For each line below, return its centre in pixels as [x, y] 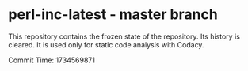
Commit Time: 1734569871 [52, 60]
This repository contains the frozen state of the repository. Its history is [124, 36]
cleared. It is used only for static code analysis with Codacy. [106, 44]
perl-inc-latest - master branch [113, 15]
